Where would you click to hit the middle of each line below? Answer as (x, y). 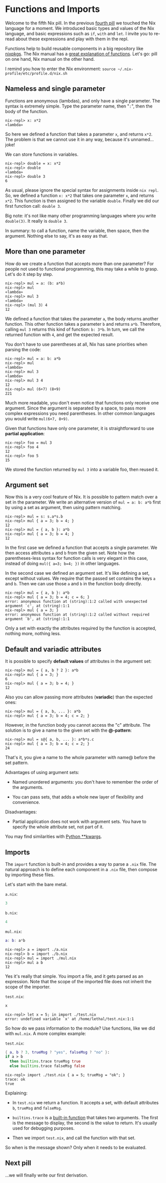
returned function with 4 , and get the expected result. (59, 334)
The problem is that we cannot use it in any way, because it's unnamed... (80, 139)
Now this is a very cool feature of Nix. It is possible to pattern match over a (81, 497)
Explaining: (16, 1093)
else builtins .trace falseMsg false (47, 1066)
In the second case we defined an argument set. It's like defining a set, (77, 573)
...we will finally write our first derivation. (47, 1175)
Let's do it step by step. (29, 274)
